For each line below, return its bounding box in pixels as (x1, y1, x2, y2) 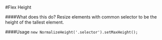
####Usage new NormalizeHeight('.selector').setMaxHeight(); (5, 29, 138, 34)
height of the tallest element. (5, 19, 64, 25)
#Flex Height (5, 4, 31, 10)
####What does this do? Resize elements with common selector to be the (5, 14, 157, 19)
